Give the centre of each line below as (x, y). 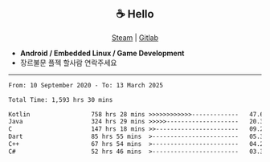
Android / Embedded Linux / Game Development (102, 53)
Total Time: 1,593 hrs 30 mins (61, 99)
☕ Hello (135, 14)
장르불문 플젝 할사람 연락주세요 (68, 63)
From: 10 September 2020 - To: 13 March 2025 (86, 85)
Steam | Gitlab (135, 37)
